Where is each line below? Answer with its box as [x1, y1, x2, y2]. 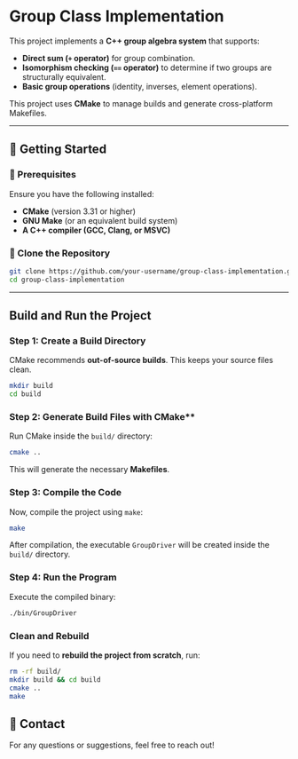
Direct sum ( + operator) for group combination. [21, 52, 195, 63]
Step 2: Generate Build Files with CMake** [9, 411, 196, 423]
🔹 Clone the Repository [9, 247, 111, 259]
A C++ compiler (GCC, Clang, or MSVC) [21, 225, 171, 235]
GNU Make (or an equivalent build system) [21, 215, 178, 225]
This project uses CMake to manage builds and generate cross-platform [9, 98, 273, 108]
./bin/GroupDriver [9, 608, 77, 618]
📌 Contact [9, 716, 66, 731]
